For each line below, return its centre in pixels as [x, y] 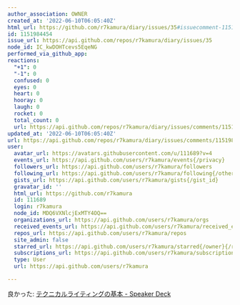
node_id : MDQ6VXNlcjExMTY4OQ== [60, 214]
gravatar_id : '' [38, 186]
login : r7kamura [38, 207]
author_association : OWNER [47, 14]
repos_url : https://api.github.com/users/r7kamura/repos [100, 233]
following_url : [36, 173]
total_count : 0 [36, 120]
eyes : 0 [25, 87]
